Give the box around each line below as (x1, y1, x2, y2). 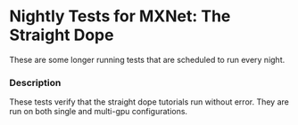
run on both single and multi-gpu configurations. (9, 106, 188, 117)
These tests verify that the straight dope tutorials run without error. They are (9, 97, 290, 107)
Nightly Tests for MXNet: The (9, 6, 231, 27)
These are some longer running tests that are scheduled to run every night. (9, 54, 286, 65)
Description (9, 76, 62, 89)
